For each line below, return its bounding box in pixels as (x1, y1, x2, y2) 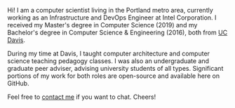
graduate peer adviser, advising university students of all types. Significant (7, 65, 224, 72)
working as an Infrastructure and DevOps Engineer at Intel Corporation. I (7, 13, 217, 22)
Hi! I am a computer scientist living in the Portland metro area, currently (7, 6, 214, 14)
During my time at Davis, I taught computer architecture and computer (7, 49, 210, 58)
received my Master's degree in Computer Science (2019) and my (7, 21, 198, 29)
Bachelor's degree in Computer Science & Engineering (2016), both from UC (7, 28, 228, 36)
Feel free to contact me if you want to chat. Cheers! (7, 93, 156, 101)
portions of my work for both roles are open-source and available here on (7, 72, 220, 80)
